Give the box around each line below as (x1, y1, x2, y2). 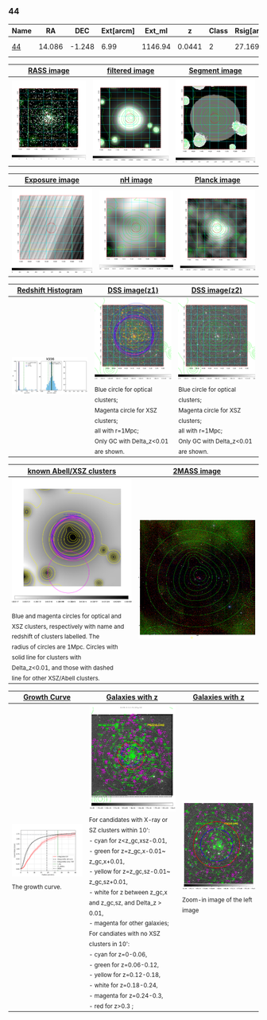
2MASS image (172, 466, 221, 475)
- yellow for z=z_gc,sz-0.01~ (88, 868, 171, 876)
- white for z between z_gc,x (88, 888, 168, 896)
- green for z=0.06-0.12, (88, 960, 159, 969)
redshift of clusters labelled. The (11, 633, 100, 641)
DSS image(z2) (191, 285, 242, 295)
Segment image (188, 66, 242, 76)
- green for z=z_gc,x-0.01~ (88, 847, 166, 855)
